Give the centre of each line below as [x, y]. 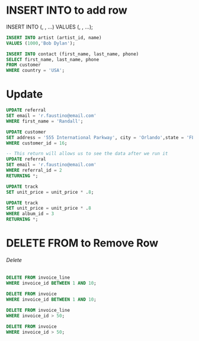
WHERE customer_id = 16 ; [37, 143]
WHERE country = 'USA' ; [36, 71]
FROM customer [24, 65]
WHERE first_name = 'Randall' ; [45, 121]
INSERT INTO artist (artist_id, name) [54, 37]
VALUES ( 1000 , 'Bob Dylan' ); [41, 43]
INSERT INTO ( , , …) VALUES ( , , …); [50, 27]
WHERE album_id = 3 [30, 214]
